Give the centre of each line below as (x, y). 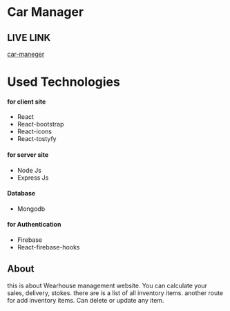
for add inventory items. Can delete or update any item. (86, 300)
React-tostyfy (37, 139)
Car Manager (46, 12)
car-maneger (26, 54)
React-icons (34, 131)
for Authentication (34, 225)
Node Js (29, 170)
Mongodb (31, 209)
